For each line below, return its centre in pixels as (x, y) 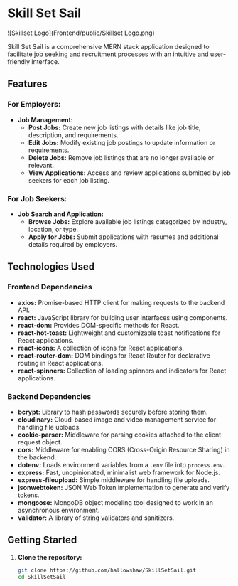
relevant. (41, 165)
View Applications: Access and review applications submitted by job (129, 173)
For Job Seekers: (37, 198)
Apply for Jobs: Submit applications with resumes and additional (123, 237)
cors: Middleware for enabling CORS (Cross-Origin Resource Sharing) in (124, 449)
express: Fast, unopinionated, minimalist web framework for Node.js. (119, 472)
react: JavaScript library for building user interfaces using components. (123, 317)
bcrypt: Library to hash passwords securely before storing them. (113, 412)
